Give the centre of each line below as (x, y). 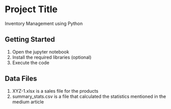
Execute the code (31, 63)
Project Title (31, 9)
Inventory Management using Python (44, 23)
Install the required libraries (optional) (52, 57)
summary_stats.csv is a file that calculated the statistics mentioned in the (89, 96)
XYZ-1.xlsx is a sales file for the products (55, 91)
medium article (28, 102)
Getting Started (30, 39)
